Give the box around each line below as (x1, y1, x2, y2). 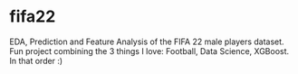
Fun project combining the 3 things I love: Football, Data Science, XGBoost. (9, 45, 290, 56)
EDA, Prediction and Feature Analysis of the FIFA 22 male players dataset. (9, 36, 284, 47)
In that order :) (9, 55, 63, 66)
